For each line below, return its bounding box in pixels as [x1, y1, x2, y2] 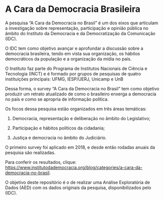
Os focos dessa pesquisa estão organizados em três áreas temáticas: [5, 106, 147, 112]
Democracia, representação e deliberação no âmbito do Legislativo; [12, 115, 151, 121]
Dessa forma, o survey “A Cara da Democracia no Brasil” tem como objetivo [5, 85, 160, 91]
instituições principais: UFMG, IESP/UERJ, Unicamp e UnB [5, 76, 123, 82]
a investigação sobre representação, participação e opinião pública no [5, 25, 149, 31]
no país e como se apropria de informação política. [5, 96, 109, 102]
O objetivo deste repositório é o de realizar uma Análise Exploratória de [5, 179, 150, 185]
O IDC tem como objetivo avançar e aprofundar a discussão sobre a [5, 45, 143, 51]
